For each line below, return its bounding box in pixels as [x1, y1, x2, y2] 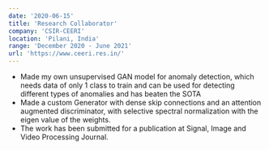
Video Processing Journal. [19, 132, 109, 142]
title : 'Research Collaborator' [8, 19, 117, 28]
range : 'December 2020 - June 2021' [8, 42, 132, 50]
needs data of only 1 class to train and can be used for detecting [19, 80, 235, 90]
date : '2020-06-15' [8, 11, 75, 20]
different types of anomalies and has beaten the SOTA [19, 89, 201, 98]
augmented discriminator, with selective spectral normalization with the [19, 106, 258, 116]
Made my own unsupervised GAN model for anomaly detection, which [19, 72, 255, 81]
